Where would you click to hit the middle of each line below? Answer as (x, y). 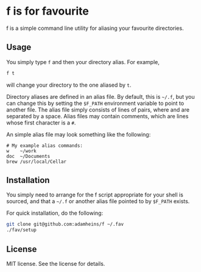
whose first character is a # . (41, 123)
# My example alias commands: (45, 145)
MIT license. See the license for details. (56, 264)
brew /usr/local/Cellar (37, 162)
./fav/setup (21, 230)
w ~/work (21, 151)
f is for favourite (48, 11)
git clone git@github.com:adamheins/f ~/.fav (65, 224)
